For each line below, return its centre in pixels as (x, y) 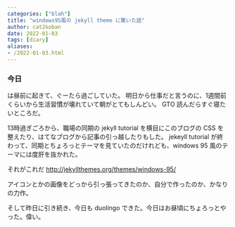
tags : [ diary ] (28, 40)
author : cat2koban (34, 27)
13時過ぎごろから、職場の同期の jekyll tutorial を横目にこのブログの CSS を (115, 128)
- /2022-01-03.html (36, 53)
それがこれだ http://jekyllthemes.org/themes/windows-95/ (92, 169)
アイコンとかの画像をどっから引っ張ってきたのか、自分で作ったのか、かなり (118, 184)
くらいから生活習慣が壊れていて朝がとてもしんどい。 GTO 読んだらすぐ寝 (114, 104)
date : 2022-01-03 (33, 33)
